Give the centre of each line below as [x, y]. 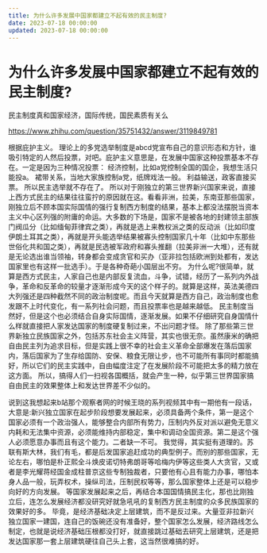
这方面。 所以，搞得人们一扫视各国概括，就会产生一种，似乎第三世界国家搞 [131, 376]
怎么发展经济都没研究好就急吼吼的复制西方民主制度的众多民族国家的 [147, 501]
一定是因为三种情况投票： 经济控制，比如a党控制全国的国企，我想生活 [136, 167]
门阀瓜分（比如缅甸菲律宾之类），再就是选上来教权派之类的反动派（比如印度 [132, 227]
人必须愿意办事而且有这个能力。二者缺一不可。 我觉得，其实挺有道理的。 [128, 442]
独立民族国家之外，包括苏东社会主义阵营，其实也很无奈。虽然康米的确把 [140, 336]
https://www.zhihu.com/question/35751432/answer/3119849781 [113, 131]
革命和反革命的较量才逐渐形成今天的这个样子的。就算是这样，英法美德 [137, 286]
